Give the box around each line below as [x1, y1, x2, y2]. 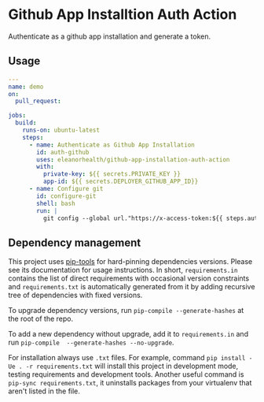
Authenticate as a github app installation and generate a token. [8, 32, 211, 41]
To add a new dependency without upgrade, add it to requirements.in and [8, 329, 249, 339]
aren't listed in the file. [8, 386, 81, 396]
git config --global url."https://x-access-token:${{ [42, 214, 223, 222]
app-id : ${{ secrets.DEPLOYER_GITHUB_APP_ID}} [42, 177, 199, 186]
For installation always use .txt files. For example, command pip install [8, 353, 246, 363]
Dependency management [8, 236, 141, 249]
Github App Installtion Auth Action [8, 6, 237, 24]
